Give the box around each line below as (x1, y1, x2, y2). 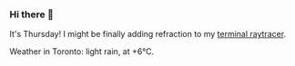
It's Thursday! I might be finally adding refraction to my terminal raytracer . (9, 29, 287, 40)
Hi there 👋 (9, 8, 55, 21)
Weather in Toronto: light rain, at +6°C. (9, 46, 155, 57)
